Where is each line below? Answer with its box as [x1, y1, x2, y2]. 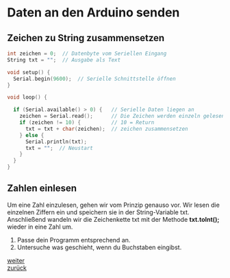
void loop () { [7, 94, 48, 101]
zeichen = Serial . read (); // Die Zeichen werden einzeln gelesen [19, 113, 225, 120]
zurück [7, 264, 27, 272]
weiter [7, 256, 25, 264]
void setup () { [7, 68, 51, 76]
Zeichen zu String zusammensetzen [7, 32, 165, 44]
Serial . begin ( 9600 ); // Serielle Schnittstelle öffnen [13, 75, 176, 82]
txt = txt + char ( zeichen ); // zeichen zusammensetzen [25, 125, 188, 132]
